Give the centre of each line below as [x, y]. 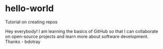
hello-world [30, 8]
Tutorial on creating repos [31, 22]
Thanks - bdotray [23, 41]
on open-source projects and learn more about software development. [77, 36]
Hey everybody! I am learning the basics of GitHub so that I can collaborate [82, 31]
